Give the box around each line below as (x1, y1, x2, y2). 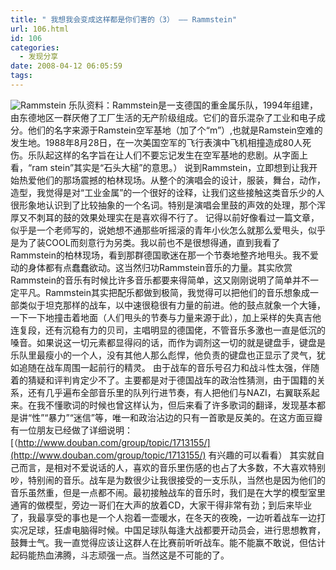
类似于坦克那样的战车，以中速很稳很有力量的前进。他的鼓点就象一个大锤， (18, 299, 326, 311)
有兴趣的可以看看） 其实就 (208, 449, 317, 461)
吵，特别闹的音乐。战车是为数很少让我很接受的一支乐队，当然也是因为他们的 (10, 474, 326, 486)
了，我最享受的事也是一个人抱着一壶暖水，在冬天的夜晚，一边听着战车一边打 (10, 511, 326, 523)
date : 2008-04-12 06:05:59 (10, 61, 123, 71)
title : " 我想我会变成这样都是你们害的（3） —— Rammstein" (10, 14, 238, 25)
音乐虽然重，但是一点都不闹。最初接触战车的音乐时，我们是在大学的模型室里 (10, 486, 326, 498)
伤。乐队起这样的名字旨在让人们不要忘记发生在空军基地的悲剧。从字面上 (10, 149, 308, 161)
